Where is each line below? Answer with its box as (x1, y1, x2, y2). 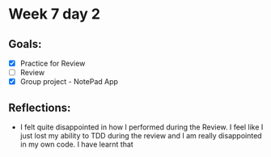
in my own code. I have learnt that (19, 139, 133, 149)
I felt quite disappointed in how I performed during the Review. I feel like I (19, 122, 264, 132)
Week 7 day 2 (8, 5, 101, 23)
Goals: (8, 37, 42, 51)
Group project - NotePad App (19, 77, 119, 87)
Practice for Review (19, 58, 86, 68)
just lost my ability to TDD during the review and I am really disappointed (19, 131, 262, 140)
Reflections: (8, 100, 71, 114)
